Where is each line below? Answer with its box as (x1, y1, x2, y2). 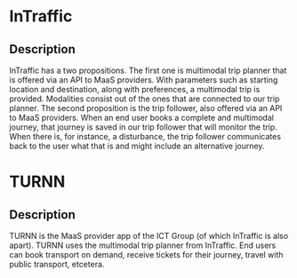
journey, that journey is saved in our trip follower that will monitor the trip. (9, 122, 277, 132)
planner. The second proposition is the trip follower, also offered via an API (9, 103, 283, 113)
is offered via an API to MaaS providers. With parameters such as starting (9, 75, 278, 85)
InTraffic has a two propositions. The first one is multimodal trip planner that (9, 65, 287, 75)
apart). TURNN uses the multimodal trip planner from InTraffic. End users (9, 240, 277, 250)
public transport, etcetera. (9, 259, 105, 269)
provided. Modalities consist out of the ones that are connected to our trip (9, 93, 280, 104)
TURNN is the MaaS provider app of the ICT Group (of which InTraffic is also (9, 231, 289, 241)
